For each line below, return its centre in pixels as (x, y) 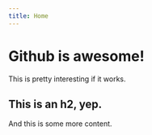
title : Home (28, 16)
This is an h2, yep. (55, 104)
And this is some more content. (60, 124)
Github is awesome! (76, 56)
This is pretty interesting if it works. (67, 79)
